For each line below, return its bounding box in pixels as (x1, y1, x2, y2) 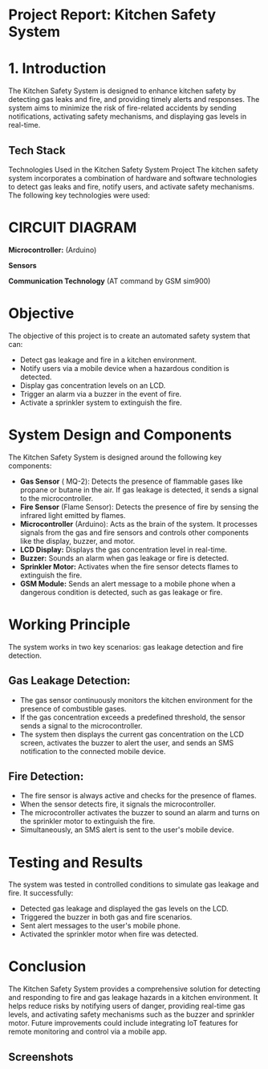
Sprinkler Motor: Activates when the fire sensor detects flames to (19, 561, 238, 571)
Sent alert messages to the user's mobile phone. (19, 921, 181, 931)
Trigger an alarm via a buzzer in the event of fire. (19, 389, 182, 398)
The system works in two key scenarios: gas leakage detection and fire (8, 642, 244, 651)
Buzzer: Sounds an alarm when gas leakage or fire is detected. (19, 553, 229, 563)
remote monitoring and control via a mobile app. (8, 1026, 167, 1037)
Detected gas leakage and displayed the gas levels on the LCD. (19, 904, 229, 913)
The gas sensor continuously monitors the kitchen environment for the (19, 695, 253, 704)
